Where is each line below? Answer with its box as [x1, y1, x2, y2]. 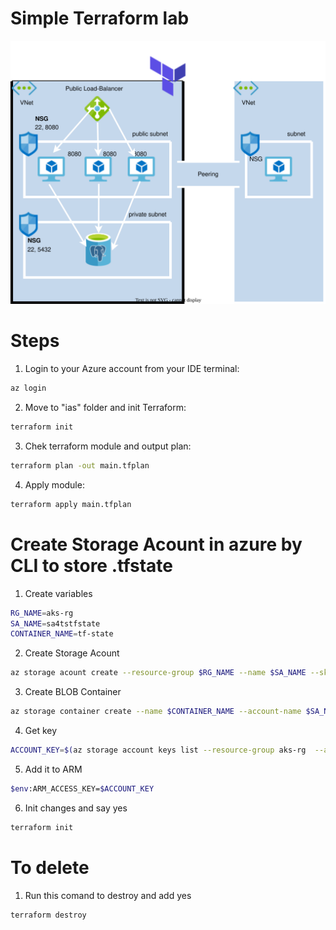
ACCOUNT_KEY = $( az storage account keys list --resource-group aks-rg [10, 745, 307, 755]
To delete [10, 856, 90, 879]
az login [10, 383, 47, 394]
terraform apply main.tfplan [10, 499, 132, 509]
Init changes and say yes [24, 802, 128, 814]
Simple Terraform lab [10, 7, 190, 30]
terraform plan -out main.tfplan [10, 460, 150, 471]
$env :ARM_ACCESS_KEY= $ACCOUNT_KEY [10, 783, 155, 794]
